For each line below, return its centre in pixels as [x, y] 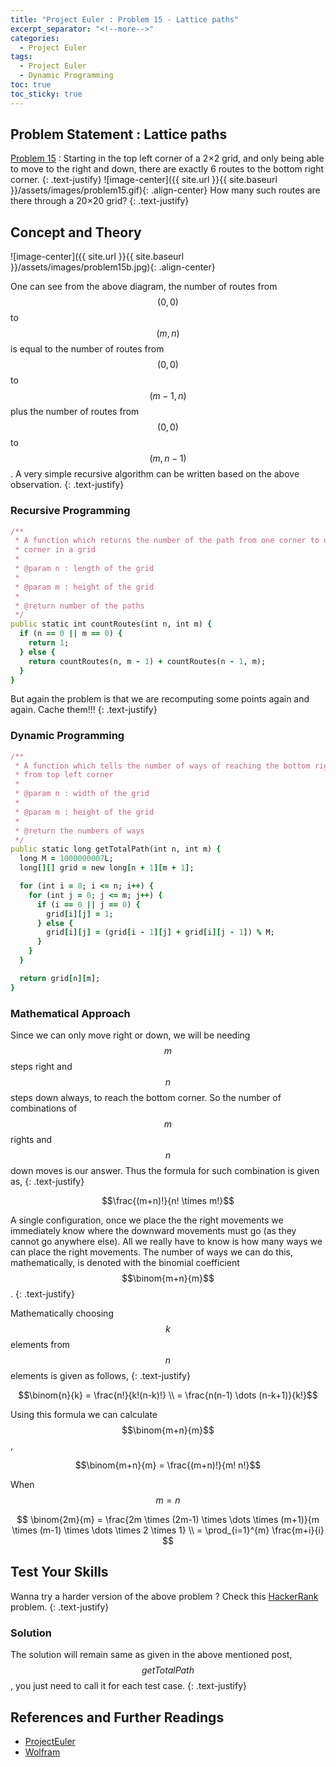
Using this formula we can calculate [84, 1415]
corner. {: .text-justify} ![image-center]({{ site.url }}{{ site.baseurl [144, 180]
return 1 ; [49, 643]
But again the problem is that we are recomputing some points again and [160, 699]
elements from [40, 1345]
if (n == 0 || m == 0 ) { [71, 634]
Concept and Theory [76, 232]
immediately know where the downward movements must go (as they [153, 1231]
